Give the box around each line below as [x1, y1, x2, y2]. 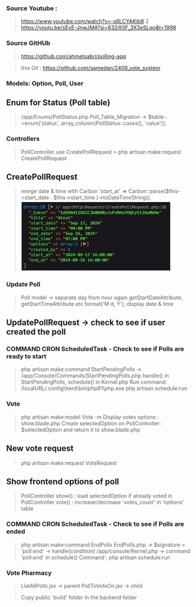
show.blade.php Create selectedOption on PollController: [20, 419, 161, 427]
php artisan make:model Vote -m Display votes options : [20, 413, 160, 421]
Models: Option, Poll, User [6, 79, 84, 87]
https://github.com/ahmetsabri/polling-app [20, 53, 127, 60]
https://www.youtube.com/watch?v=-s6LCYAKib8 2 [20, 18, 149, 25]
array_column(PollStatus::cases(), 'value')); [60, 119, 167, 127]
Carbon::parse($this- [128, 188, 180, 195]
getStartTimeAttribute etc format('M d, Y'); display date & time [20, 300, 174, 307]
